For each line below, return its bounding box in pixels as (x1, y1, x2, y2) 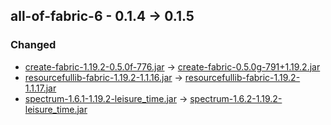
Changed (10, 38, 57, 52)
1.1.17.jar (24, 82, 57, 94)
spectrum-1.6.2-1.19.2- (189, 92, 283, 104)
